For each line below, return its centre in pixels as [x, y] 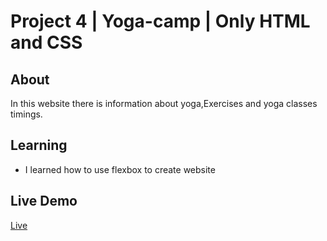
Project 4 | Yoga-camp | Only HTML [160, 21]
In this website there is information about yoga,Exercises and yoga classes [164, 103]
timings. [26, 114]
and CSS [46, 42]
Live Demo [44, 201]
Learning [39, 145]
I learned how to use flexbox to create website [120, 169]
